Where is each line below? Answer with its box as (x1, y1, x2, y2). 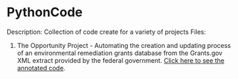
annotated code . (16, 63, 66, 72)
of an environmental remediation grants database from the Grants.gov (16, 49, 222, 57)
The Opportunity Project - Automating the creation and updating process (16, 41, 231, 49)
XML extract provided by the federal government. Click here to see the (16, 56, 225, 64)
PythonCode (6, 4, 83, 20)
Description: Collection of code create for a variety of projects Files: (6, 28, 207, 36)
